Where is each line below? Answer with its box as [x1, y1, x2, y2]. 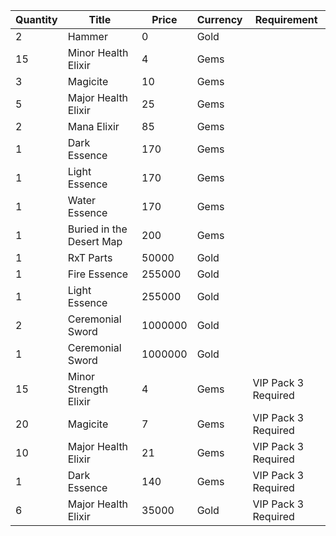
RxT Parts [67, 251, 113, 264]
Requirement [254, 13, 318, 26]
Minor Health [67, 46, 129, 59]
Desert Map [67, 235, 123, 248]
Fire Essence [67, 267, 129, 281]
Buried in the [67, 222, 128, 236]
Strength [67, 382, 109, 396]
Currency [196, 13, 243, 26]
